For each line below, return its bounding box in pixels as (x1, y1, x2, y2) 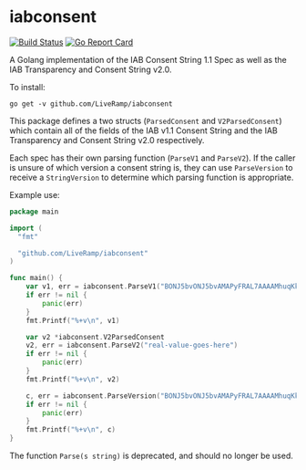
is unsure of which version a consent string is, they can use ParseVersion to (9, 162, 293, 172)
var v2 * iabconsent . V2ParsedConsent (25, 332, 166, 341)
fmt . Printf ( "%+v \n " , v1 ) (25, 316, 120, 325)
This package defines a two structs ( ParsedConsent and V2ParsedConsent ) (9, 115, 282, 126)
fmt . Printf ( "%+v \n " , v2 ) (25, 374, 120, 384)
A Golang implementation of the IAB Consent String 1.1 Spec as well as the (9, 54, 287, 65)
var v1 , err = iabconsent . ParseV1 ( (25, 282, 161, 291)
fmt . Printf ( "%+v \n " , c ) (25, 425, 117, 434)
